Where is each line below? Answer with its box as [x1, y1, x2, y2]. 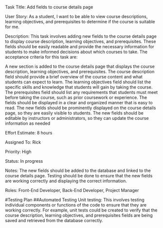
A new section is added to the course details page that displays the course [5, 63, 155, 69]
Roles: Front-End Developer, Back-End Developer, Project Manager [5, 188, 139, 193]
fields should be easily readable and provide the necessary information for [5, 44, 155, 49]
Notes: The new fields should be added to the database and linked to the [5, 168, 151, 173]
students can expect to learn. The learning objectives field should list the [5, 79, 151, 85]
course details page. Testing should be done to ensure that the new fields [5, 173, 153, 178]
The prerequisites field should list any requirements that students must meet [5, 90, 158, 95]
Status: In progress [5, 158, 43, 164]
